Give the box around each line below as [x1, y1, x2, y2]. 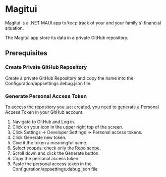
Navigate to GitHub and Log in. [12, 119, 75, 125]
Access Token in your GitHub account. [5, 109, 84, 115]
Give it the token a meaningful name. [12, 139, 88, 145]
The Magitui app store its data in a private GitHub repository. [5, 35, 129, 41]
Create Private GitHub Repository [5, 64, 87, 71]
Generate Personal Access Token [5, 92, 87, 99]
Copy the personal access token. [12, 155, 80, 161]
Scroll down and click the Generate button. [12, 150, 100, 156]
